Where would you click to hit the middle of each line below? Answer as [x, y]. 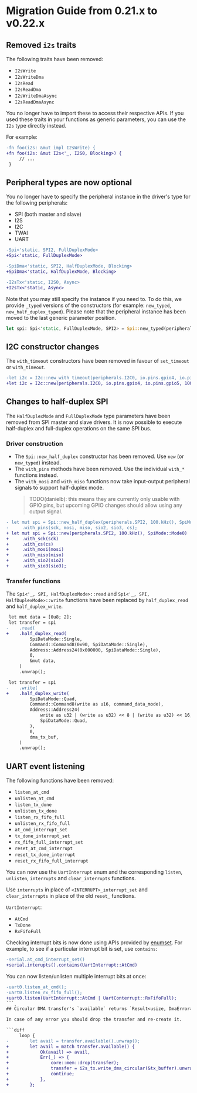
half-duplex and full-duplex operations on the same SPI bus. [79, 428]
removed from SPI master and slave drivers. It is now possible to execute [94, 422]
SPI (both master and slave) [48, 214]
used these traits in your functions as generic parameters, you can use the [96, 119]
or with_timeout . [26, 367]
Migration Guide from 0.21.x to [82, 11]
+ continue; [40, 1074]
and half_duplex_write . [35, 606]
